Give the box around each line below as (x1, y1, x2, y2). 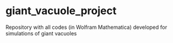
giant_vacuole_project (5, 4, 117, 18)
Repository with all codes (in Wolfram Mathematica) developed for (5, 24, 167, 31)
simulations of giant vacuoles (5, 29, 77, 37)
